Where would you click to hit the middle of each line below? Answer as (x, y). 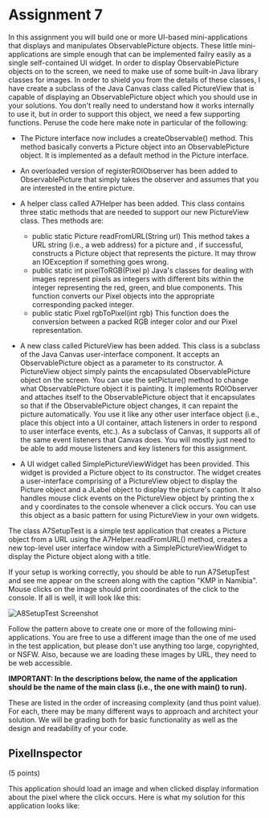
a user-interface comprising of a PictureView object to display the (128, 481)
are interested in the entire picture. (77, 187)
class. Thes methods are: (62, 220)
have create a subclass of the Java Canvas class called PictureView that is (131, 88)
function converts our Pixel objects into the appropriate (123, 296)
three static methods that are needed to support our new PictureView (134, 212)
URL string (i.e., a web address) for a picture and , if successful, (137, 245)
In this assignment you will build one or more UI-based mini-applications (128, 37)
